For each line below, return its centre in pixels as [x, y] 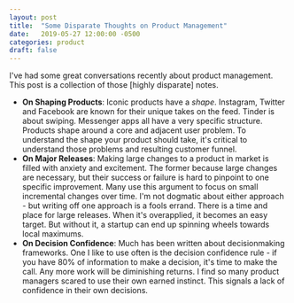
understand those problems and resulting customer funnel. [129, 149]
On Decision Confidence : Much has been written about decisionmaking [153, 244]
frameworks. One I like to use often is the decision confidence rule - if [149, 252]
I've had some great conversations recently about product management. [141, 75]
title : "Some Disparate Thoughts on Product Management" [118, 26]
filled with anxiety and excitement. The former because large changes [150, 168]
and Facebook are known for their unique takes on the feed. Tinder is [148, 112]
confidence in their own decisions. [85, 291]
